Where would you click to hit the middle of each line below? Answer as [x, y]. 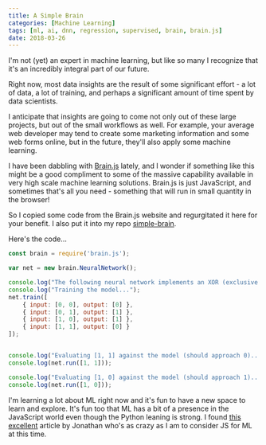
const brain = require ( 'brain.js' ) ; [69, 254]
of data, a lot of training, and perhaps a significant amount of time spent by [131, 93]
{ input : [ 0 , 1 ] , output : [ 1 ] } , [78, 312]
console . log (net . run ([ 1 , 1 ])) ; [60, 363]
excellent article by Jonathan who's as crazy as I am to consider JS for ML [130, 425]
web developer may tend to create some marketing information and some [129, 134]
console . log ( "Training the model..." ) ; [74, 290]
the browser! [29, 200]
